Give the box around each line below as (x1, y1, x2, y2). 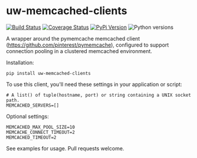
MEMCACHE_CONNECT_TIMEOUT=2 (6, 129, 75, 135)
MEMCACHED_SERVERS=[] (6, 102, 60, 108)
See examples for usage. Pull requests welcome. (6, 144, 124, 152)
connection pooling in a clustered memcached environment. (6, 47, 152, 54)
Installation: (6, 59, 34, 66)
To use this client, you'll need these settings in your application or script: (6, 81, 182, 88)
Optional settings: (6, 113, 49, 120)
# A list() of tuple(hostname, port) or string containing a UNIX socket (6, 92, 192, 98)
